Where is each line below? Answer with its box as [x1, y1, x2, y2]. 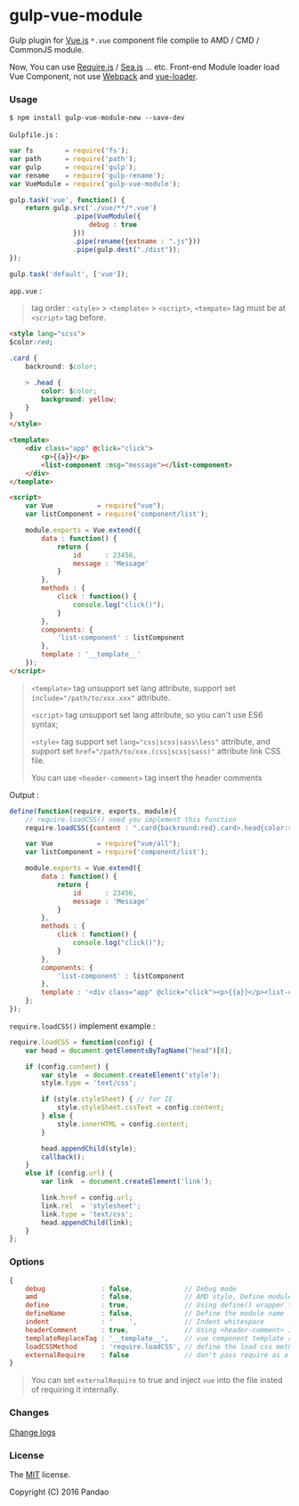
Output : [9, 789, 39, 800]
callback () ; [41, 1152, 86, 1161]
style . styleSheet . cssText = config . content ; [56, 1103, 225, 1112]
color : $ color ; [41, 387, 98, 395]
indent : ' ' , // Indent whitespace [25, 1317, 265, 1327]
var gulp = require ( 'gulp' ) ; [9, 162, 138, 172]
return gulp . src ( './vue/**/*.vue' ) [25, 204, 158, 213]
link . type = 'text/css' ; [41, 1209, 133, 1218]
